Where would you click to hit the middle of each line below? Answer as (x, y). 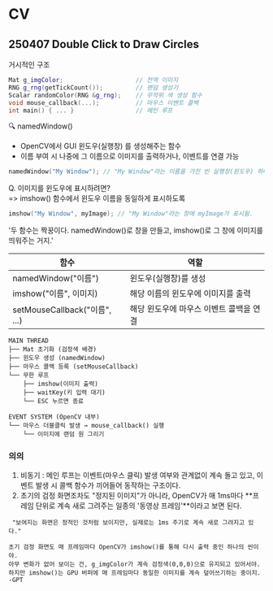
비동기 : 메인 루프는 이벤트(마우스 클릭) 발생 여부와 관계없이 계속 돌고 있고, (137, 476)
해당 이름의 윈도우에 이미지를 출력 (190, 293)
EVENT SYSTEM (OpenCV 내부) (54, 417)
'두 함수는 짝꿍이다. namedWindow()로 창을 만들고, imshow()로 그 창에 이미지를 (136, 230)
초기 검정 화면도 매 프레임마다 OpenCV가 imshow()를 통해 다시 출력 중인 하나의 (126, 547)
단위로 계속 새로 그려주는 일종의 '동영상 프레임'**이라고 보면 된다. (139, 506)
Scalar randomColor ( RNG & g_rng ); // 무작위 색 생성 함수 (106, 95)
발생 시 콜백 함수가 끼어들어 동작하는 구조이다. (108, 485)
